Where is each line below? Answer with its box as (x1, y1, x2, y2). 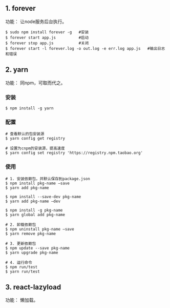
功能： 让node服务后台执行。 (5, 18, 67, 25)
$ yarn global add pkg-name (5, 212, 66, 217)
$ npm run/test (5, 264, 38, 269)
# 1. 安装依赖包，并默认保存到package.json (5, 176, 91, 181)
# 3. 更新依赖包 (5, 241, 36, 246)
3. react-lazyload (5, 282, 61, 292)
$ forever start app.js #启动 (5, 35, 89, 40)
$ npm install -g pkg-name (5, 207, 63, 213)
